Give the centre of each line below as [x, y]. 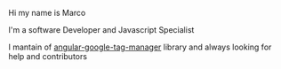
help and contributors [48, 56]
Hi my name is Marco [47, 13]
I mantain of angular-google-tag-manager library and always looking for [140, 47]
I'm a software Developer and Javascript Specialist [101, 30]
